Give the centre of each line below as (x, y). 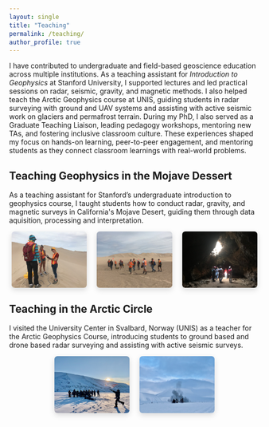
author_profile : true (45, 42)
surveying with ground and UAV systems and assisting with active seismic (131, 109)
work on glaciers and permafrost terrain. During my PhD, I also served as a (131, 117)
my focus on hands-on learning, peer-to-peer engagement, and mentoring (131, 142)
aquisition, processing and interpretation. (76, 220)
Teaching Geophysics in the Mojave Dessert (121, 176)
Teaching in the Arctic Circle (81, 308)
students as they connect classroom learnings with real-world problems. (128, 151)
